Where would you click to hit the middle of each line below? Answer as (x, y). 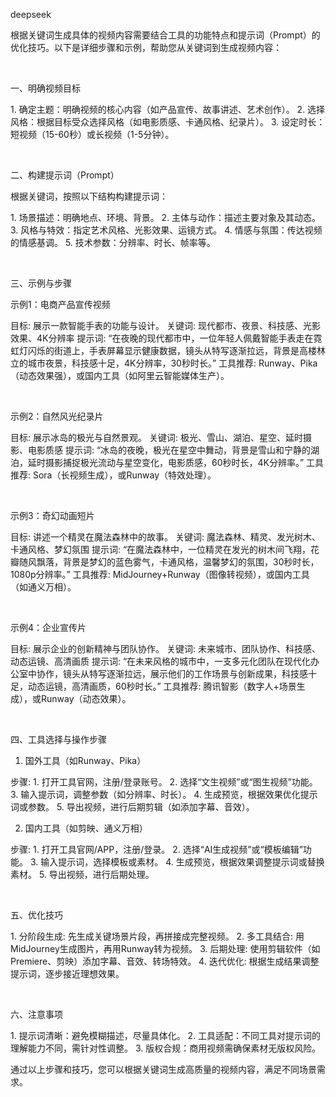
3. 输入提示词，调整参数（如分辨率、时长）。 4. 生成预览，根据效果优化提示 (164, 794)
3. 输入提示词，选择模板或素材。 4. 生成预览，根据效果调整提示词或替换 (177, 862)
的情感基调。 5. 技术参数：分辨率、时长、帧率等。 (113, 242)
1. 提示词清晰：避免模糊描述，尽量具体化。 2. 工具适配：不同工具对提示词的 (166, 1035)
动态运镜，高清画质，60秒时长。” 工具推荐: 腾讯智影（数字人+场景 (162, 686)
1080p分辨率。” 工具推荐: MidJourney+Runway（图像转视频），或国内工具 (160, 574)
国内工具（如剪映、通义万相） (86, 828)
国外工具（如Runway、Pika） (85, 760)
